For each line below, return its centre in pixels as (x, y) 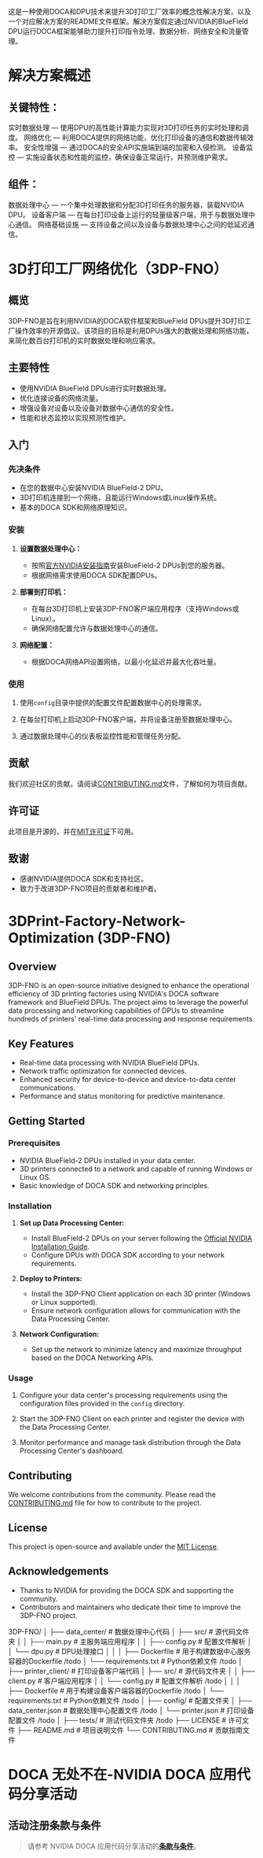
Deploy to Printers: (51, 1279)
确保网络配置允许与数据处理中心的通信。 (97, 628)
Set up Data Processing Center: (72, 1223)
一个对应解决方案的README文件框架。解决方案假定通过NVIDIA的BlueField (128, 21)
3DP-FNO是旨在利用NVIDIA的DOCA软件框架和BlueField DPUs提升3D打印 (126, 320)
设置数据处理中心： (51, 549)
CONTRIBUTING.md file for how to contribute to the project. (105, 1503)
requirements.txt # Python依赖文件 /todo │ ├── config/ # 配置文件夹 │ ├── (130, 1700)
